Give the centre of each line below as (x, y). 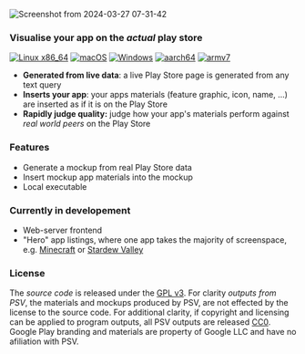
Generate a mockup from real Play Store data (107, 167)
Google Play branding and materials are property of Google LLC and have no (153, 332)
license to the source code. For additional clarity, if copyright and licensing (149, 312)
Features (30, 148)
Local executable (55, 186)
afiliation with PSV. (44, 341)
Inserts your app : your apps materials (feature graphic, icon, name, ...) (155, 95)
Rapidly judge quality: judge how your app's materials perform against (156, 114)
